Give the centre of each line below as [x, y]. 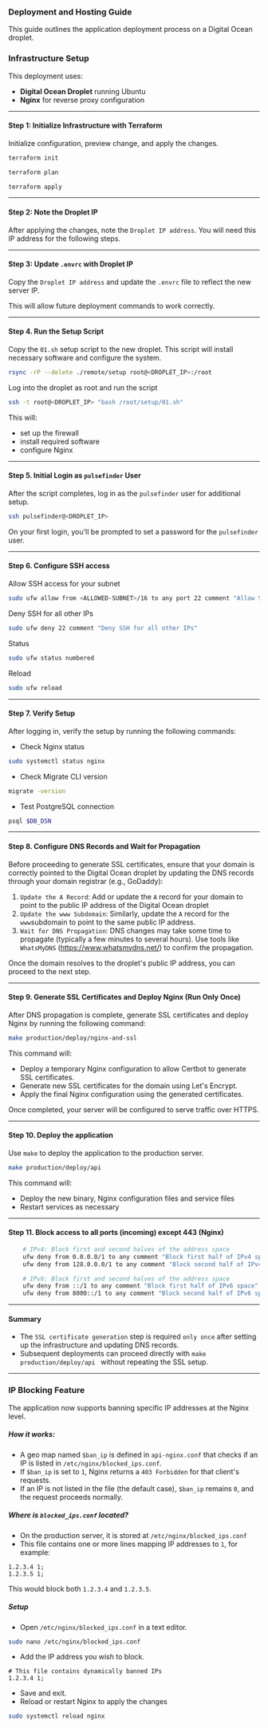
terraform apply [35, 187]
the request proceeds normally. [71, 1497]
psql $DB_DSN [30, 821]
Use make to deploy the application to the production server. [106, 1153]
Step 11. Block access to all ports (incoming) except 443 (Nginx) [116, 1233]
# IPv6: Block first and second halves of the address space [126, 1279]
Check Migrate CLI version [63, 776]
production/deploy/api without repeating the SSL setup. [114, 1362]
